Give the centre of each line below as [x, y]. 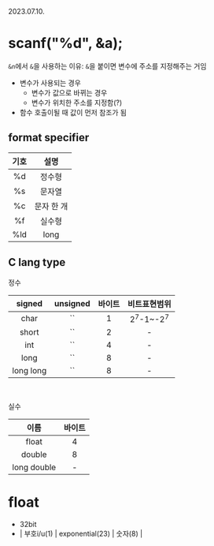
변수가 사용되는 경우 [50, 83]
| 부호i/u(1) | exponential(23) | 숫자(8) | [81, 533]
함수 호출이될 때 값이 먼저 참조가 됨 [73, 112]
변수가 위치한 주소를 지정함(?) [77, 103]
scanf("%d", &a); [66, 43]
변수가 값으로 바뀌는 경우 [69, 92]
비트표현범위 [149, 304]
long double [34, 467]
